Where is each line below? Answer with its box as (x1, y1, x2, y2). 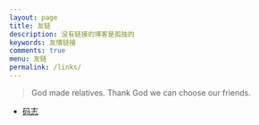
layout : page (9, 12, 58, 22)
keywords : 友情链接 (9, 37, 77, 47)
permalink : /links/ (9, 63, 82, 72)
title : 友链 (9, 21, 51, 30)
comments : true (9, 46, 66, 55)
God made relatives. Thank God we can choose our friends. (30, 87, 252, 98)
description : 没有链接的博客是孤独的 (9, 29, 135, 38)
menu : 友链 (9, 54, 47, 63)
